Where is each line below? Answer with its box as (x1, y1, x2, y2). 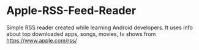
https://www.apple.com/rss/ (6, 37, 78, 44)
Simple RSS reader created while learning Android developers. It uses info (6, 24, 193, 31)
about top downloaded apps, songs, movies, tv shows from (6, 30, 156, 37)
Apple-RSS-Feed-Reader (6, 4, 137, 18)
